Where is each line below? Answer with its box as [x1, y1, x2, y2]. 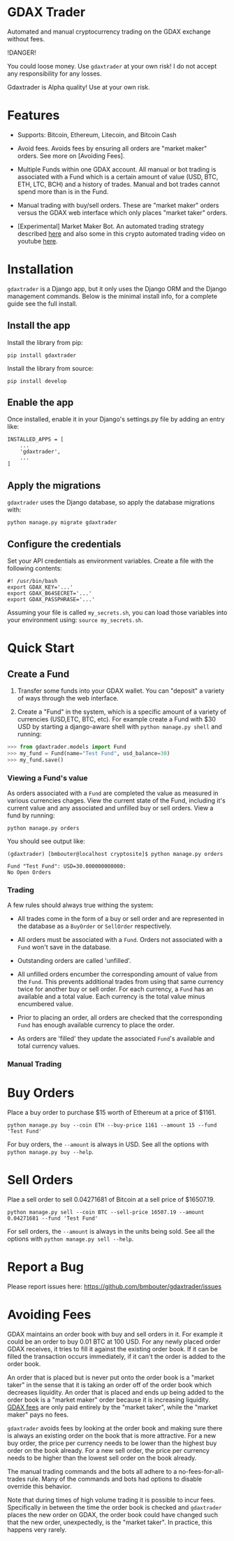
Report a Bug [7, 1259, 84, 1275]
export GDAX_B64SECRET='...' [7, 590, 92, 597]
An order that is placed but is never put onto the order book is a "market [7, 1373, 214, 1381]
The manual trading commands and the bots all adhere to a [7, 1467, 177, 1475]
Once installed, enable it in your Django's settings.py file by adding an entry [7, 415, 225, 423]
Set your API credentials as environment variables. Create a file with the [7, 557, 214, 565]
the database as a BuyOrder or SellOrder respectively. [17, 922, 172, 931]
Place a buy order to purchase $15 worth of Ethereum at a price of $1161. [7, 1109, 217, 1117]
